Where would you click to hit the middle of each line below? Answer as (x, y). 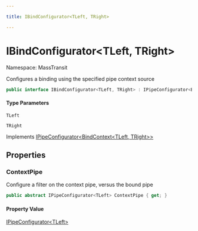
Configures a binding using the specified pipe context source (80, 79)
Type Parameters (28, 103)
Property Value (25, 209)
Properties (26, 155)
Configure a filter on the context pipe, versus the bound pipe (80, 185)
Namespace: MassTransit (37, 67)
